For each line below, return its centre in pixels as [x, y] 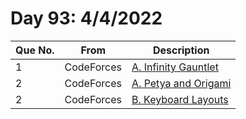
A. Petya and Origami [181, 83]
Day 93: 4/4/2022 [86, 18]
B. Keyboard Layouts [180, 99]
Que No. [35, 50]
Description [181, 50]
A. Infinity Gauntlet [175, 67]
